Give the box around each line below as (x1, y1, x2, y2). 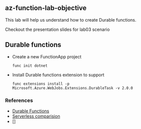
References (5, 97, 33, 103)
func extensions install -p (12, 81, 70, 86)
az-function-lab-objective (5, 4, 87, 12)
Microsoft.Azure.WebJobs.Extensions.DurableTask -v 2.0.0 (12, 85, 133, 90)
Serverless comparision (12, 113, 60, 119)
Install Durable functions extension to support (12, 72, 104, 77)
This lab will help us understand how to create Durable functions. (5, 17, 137, 23)
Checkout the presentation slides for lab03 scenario (5, 26, 110, 32)
